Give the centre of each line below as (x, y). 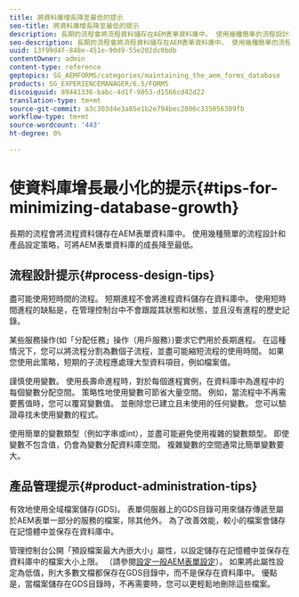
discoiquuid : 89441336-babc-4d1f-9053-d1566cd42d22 (107, 92)
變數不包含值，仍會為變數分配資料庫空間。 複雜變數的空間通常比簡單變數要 (147, 444)
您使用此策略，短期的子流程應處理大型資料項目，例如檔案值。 (122, 362)
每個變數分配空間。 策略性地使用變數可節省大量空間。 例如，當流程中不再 (144, 392)
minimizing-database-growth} (125, 208)
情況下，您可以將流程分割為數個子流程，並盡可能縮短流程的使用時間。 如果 (147, 351)
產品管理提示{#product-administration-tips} (133, 487)
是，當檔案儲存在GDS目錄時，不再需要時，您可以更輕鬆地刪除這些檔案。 (142, 584)
